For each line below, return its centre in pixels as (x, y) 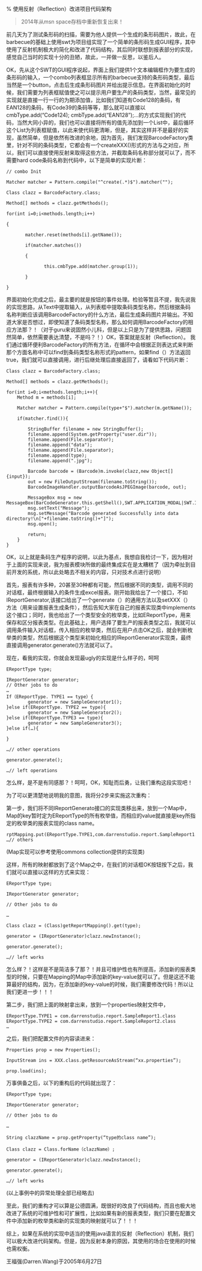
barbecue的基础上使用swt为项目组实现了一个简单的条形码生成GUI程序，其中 (101, 42)
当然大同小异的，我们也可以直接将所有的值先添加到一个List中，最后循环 (105, 123)
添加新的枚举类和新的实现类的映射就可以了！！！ (77, 1221)
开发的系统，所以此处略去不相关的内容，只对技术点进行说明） (87, 572)
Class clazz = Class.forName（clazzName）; (61, 1149)
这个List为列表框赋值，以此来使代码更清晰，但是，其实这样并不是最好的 (95, 130)
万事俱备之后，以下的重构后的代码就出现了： (62, 1083)
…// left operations (32, 770)
